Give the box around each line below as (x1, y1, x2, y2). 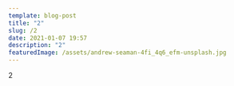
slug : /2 (8, 26, 38, 34)
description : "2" (8, 41, 66, 49)
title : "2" (8, 19, 45, 27)
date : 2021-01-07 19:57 (8, 33, 88, 42)
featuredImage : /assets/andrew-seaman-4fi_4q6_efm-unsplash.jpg (8, 49, 227, 57)
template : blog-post (8, 11, 77, 20)
